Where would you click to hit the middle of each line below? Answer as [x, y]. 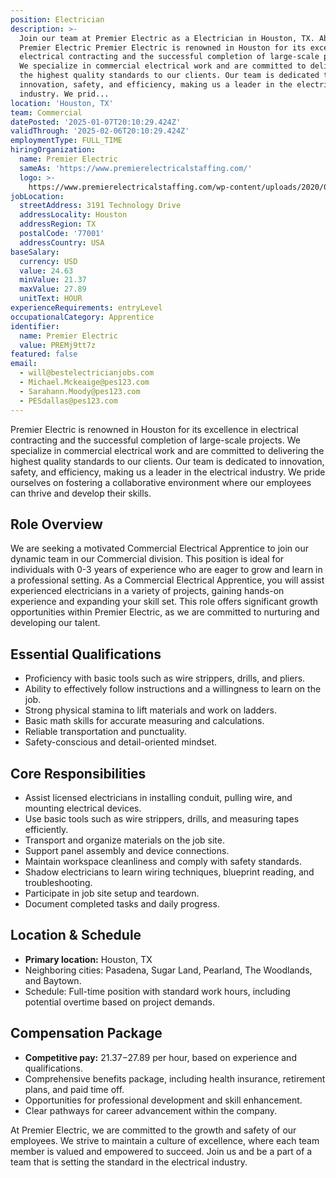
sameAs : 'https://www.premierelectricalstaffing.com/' [136, 168]
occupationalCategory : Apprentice [82, 317]
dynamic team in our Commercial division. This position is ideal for [147, 559]
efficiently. [46, 829]
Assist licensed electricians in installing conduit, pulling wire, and [158, 797]
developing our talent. [55, 623]
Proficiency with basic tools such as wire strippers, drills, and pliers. [165, 678]
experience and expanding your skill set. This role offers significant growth [164, 602]
